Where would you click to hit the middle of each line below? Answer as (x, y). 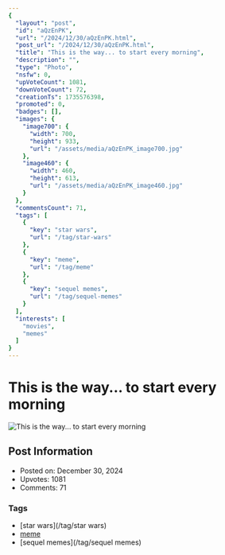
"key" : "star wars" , (63, 230)
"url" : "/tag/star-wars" (70, 238)
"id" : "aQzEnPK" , (44, 30)
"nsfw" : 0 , (33, 75)
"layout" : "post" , (46, 23)
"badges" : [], (39, 112)
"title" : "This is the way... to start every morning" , (110, 52)
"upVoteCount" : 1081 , (51, 82)
